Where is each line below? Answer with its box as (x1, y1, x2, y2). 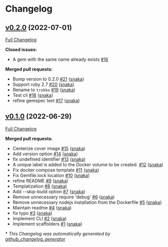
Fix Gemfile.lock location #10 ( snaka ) (12, 172, 90, 178)
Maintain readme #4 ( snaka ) (12, 204, 72, 210)
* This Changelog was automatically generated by (5, 230, 111, 236)
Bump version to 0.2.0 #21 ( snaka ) (12, 76, 85, 82)
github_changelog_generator (5, 236, 66, 242)
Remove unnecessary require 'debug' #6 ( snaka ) (12, 194, 115, 200)
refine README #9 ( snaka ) (12, 178, 68, 184)
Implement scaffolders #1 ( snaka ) (12, 221, 82, 227)
